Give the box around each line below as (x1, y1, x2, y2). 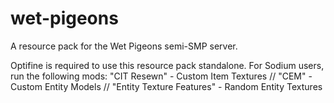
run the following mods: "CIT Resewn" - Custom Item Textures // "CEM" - (10, 70, 313, 82)
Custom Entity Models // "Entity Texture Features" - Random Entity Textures (10, 80, 323, 92)
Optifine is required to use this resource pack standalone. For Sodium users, (10, 59, 325, 71)
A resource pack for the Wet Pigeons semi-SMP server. (10, 40, 238, 52)
